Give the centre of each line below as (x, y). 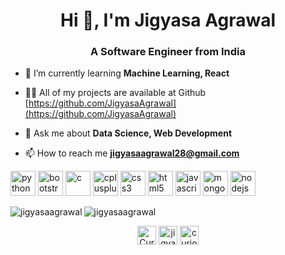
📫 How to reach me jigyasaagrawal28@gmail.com (132, 153)
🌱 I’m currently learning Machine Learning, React (127, 73)
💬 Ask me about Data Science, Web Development (128, 133)
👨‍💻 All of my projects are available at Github (115, 93)
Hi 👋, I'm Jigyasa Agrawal (168, 20)
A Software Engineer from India (168, 52)
